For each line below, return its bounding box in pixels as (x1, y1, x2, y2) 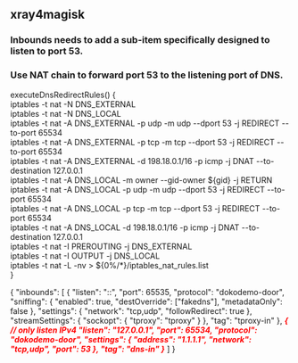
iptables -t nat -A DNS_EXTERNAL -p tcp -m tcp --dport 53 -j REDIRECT (10, 136, 276, 147)
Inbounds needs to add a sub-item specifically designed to (10, 34, 270, 46)
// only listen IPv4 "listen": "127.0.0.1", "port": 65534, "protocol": (10, 325, 258, 335)
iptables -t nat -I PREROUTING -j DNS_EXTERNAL (10, 241, 193, 252)
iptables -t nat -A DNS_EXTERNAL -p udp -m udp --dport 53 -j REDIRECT (10, 118, 280, 128)
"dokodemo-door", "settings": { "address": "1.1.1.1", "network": (10, 334, 252, 344)
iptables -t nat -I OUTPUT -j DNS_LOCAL (10, 250, 161, 261)
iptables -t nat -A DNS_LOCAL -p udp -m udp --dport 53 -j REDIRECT (10, 184, 266, 194)
